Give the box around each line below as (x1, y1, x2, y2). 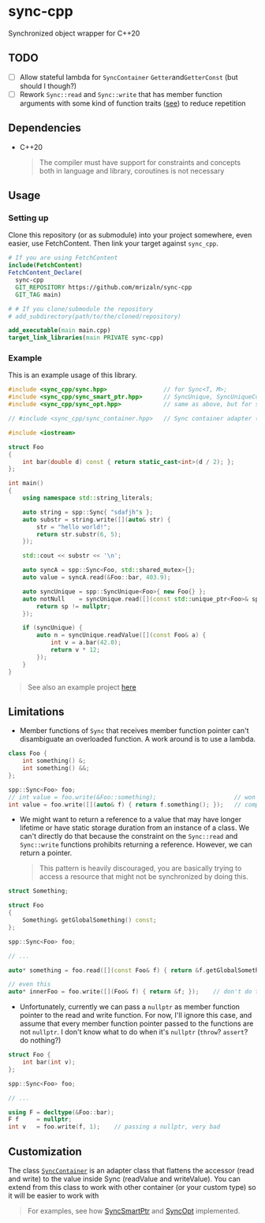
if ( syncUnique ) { (22, 624, 83, 632)
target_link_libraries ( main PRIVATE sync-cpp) (8, 334, 164, 342)
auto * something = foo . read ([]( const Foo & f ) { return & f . (8, 966, 207, 974)
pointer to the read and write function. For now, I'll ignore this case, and (19, 1011, 252, 1020)
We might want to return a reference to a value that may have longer (19, 815, 242, 825)
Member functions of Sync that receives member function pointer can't (19, 726, 250, 735)
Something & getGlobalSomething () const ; (22, 916, 157, 925)
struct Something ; (8, 887, 69, 896)
